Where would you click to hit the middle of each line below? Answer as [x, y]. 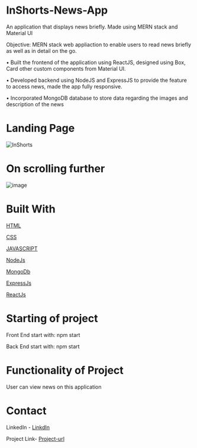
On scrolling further [56, 169]
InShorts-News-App [57, 10]
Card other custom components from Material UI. [66, 68]
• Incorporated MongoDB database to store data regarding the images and [97, 98]
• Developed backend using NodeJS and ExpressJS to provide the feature [97, 80]
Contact [26, 411]
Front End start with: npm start [43, 335]
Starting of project [52, 318]
